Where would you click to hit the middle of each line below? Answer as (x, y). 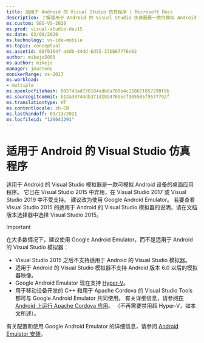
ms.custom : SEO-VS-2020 (36, 23)
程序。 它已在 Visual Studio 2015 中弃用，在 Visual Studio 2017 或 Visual (97, 192)
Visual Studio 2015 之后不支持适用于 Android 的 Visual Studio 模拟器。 (103, 260)
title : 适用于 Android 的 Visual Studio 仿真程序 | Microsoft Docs (90, 12)
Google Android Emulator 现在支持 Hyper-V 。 (72, 283)
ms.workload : (23, 80)
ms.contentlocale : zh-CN (38, 108)
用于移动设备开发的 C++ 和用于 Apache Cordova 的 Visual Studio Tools (104, 291)
